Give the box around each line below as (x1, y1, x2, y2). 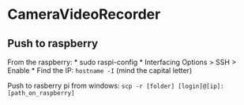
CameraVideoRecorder (7, 5, 161, 24)
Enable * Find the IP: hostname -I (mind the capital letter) (7, 66, 193, 75)
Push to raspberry (7, 37, 99, 50)
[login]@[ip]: (178, 82, 224, 90)
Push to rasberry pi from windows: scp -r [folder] (7, 81, 175, 90)
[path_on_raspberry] (7, 89, 76, 97)
